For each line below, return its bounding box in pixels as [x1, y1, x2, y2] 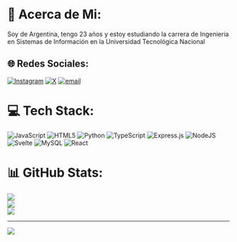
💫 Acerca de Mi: [7, 6, 102, 23]
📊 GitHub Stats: [7, 164, 104, 180]
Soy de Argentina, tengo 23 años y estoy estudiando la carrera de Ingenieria [7, 30, 229, 38]
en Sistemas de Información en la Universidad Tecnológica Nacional [7, 37, 206, 45]
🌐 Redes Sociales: [7, 58, 90, 70]
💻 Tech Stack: [7, 103, 95, 119]
